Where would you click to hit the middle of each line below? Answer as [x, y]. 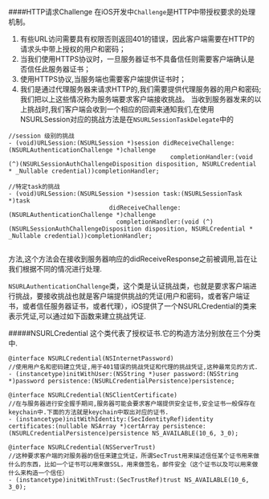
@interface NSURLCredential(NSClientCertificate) [93, 395]
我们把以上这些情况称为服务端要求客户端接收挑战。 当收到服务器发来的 [137, 99]
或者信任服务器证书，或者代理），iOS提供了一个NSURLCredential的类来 [139, 306]
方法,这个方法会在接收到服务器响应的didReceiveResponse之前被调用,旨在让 [133, 259]
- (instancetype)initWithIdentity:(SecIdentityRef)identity [111, 419]
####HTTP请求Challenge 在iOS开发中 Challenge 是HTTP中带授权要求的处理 [132, 12]
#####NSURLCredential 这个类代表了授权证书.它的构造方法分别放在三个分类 [134, 333]
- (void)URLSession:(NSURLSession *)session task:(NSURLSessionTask [125, 194]
